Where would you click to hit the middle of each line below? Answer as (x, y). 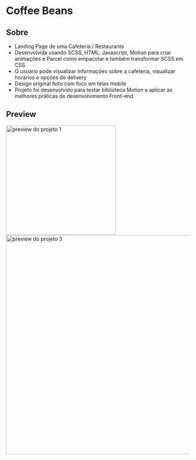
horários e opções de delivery (50, 77)
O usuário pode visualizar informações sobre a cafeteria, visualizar (95, 71)
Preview (21, 114)
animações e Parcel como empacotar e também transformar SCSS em (99, 59)
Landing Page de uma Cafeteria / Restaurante (69, 46)
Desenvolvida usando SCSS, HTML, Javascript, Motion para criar (93, 53)
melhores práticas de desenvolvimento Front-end (74, 96)
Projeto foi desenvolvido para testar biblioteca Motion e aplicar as (93, 90)
